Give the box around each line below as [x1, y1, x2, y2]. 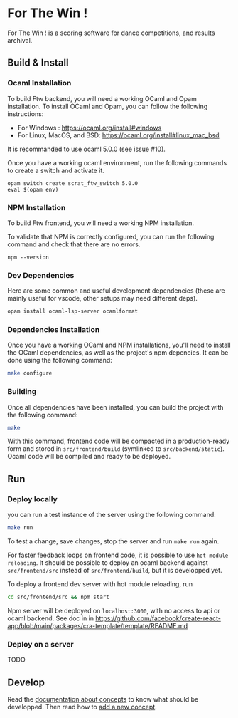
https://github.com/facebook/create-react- [95, 614, 222, 623]
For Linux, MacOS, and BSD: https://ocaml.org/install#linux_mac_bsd [17, 130, 220, 140]
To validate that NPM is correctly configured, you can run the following [7, 232, 215, 241]
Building [7, 387, 37, 397]
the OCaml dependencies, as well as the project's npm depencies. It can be [7, 348, 229, 357]
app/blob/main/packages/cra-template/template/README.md [7, 621, 188, 630]
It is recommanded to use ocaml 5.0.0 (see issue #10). [7, 145, 166, 153]
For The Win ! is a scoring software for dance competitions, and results [7, 28, 215, 37]
